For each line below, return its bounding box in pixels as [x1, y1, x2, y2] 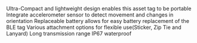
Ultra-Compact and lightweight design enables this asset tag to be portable [6, 5, 192, 12]
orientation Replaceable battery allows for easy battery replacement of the [6, 18, 190, 24]
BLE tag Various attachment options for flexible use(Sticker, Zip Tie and [6, 24, 182, 31]
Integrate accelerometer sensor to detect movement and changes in [6, 11, 174, 18]
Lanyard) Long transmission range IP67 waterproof [6, 30, 132, 37]
